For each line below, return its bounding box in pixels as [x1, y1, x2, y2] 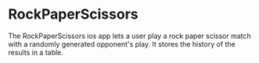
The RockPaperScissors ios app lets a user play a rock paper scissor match [8, 31, 252, 40]
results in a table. [8, 47, 64, 57]
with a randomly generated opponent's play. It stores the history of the [8, 39, 236, 48]
